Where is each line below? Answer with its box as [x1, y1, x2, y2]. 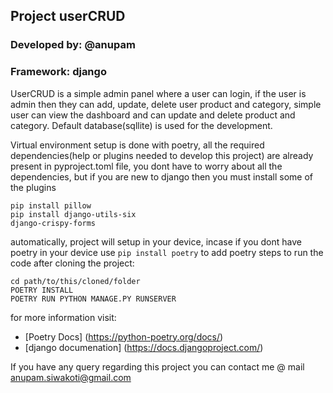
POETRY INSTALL [10, 285, 74, 295]
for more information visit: [10, 311, 117, 323]
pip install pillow [10, 200, 92, 211]
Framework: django [10, 65, 107, 79]
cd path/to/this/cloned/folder [10, 276, 141, 286]
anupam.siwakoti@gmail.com [10, 371, 132, 383]
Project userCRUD [10, 8, 126, 25]
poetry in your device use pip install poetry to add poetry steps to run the [10, 246, 324, 258]
